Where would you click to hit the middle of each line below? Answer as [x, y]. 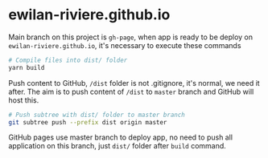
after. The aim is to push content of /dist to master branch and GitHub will [131, 91]
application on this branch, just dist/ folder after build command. [118, 146]
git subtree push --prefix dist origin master [88, 122]
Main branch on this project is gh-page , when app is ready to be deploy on [131, 37]
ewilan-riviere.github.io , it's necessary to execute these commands [125, 45]
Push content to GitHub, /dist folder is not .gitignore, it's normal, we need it [134, 83]
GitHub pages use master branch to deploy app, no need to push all [121, 137]
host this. [24, 100]
